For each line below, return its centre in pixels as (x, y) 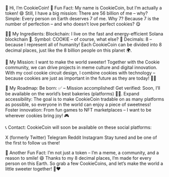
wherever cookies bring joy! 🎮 (37, 116)
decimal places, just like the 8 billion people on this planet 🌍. (69, 50)
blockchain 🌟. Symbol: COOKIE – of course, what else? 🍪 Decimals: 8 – (79, 39)
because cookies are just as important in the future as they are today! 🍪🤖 (81, 78)
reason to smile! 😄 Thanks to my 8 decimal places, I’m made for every (78, 158)
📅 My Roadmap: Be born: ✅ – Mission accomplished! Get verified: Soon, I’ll (83, 88)
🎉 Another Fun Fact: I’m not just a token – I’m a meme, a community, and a (82, 153)
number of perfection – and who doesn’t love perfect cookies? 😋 (73, 24)
